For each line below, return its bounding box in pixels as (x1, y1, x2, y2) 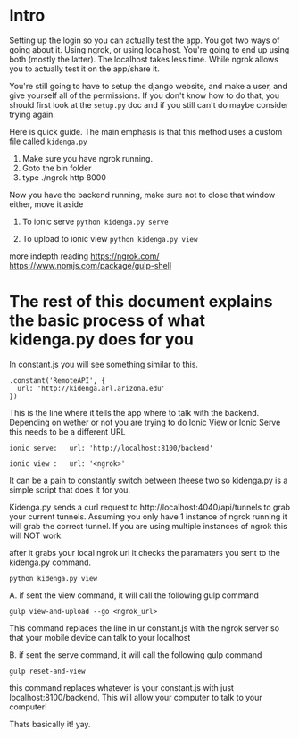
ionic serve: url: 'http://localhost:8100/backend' (9, 444, 214, 452)
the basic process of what (9, 311, 205, 331)
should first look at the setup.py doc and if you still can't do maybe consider (9, 99, 289, 110)
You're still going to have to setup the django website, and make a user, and (9, 80, 287, 91)
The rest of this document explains (9, 292, 273, 312)
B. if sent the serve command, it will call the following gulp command (9, 649, 262, 660)
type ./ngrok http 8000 (21, 171, 107, 183)
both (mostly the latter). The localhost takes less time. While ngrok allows (9, 54, 279, 64)
